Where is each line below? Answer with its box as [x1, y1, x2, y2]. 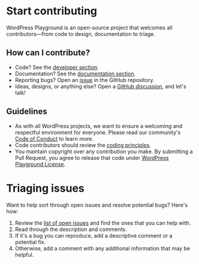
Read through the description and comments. [14, 226, 127, 233]
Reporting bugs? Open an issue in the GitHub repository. [14, 76, 155, 83]
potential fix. [14, 238, 46, 245]
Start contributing [6, 4, 98, 18]
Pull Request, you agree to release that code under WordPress [14, 154, 169, 161]
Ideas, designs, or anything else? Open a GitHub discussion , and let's [14, 83, 187, 90]
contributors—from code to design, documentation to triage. [6, 30, 156, 37]
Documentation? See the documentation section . [14, 70, 136, 77]
